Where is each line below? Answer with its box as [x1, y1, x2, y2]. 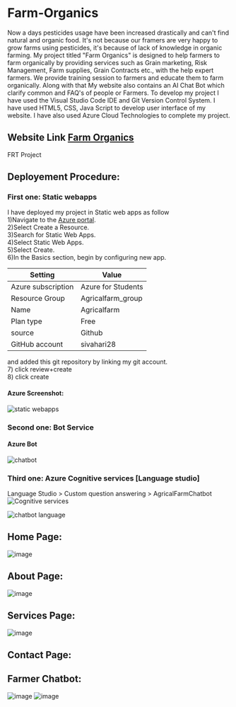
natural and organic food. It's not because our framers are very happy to [7, 35, 218, 44]
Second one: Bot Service [7, 423, 94, 432]
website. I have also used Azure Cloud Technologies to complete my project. [7, 111, 230, 120]
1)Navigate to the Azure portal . [7, 216, 97, 224]
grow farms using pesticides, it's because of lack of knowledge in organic [7, 43, 223, 52]
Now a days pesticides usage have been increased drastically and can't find [7, 28, 230, 37]
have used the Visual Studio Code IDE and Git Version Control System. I [7, 96, 216, 104]
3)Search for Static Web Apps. [7, 231, 96, 239]
